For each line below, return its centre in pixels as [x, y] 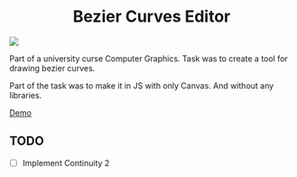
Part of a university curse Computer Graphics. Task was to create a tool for [149, 58]
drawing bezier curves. [52, 68]
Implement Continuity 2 [66, 163]
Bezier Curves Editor [152, 17]
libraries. [26, 95]
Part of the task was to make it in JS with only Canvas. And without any [142, 85]
